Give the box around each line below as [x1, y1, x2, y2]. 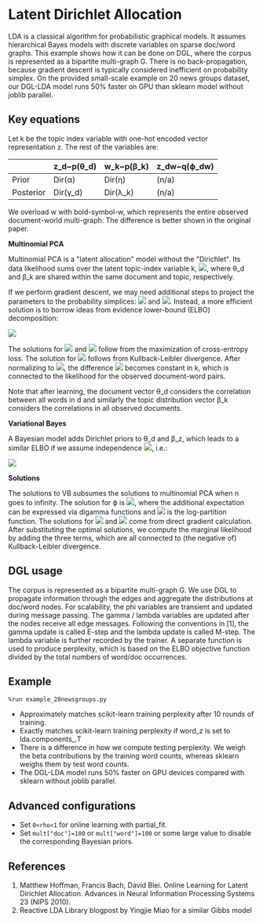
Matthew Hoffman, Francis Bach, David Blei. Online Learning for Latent [19, 881, 249, 890]
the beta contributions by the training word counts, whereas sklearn [19, 751, 239, 761]
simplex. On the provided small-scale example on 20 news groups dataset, [8, 73, 250, 83]
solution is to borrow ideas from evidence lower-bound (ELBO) [8, 305, 210, 314]
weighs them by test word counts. [19, 759, 130, 769]
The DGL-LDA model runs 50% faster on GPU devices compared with [19, 768, 245, 777]
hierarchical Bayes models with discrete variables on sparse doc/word [8, 39, 236, 49]
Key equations [8, 113, 81, 127]
